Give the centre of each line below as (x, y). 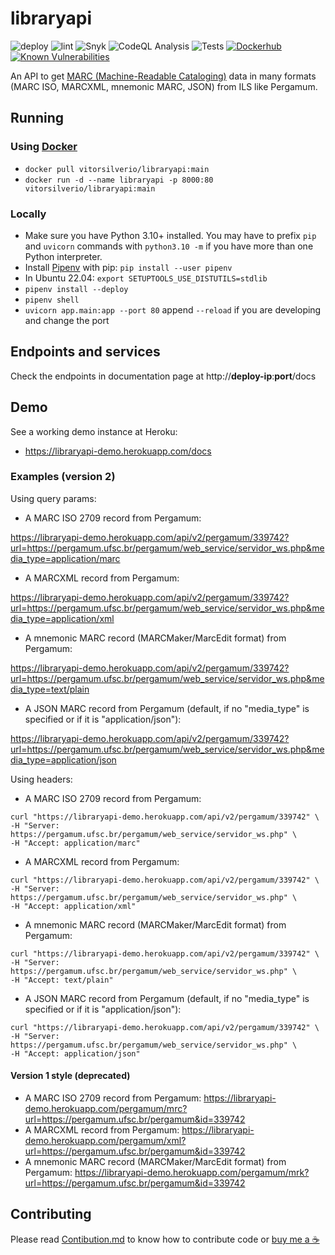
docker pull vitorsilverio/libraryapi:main (117, 169)
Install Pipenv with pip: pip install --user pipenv (128, 267)
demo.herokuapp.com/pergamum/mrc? (106, 1109)
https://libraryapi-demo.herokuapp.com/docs (118, 451)
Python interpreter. (63, 256)
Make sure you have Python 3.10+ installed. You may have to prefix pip (170, 235)
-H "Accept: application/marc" (75, 843)
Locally (28, 214)
